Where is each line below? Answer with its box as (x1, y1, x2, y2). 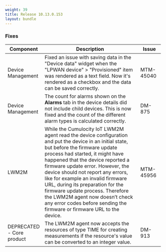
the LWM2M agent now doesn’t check (44, 193, 133, 200)
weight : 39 (5, 7, 28, 12)
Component (9, 45, 38, 52)
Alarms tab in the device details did (44, 99, 127, 106)
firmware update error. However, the (44, 163, 129, 169)
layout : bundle (5, 16, 37, 21)
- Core (7, 229, 24, 236)
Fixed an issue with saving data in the (44, 54, 132, 61)
